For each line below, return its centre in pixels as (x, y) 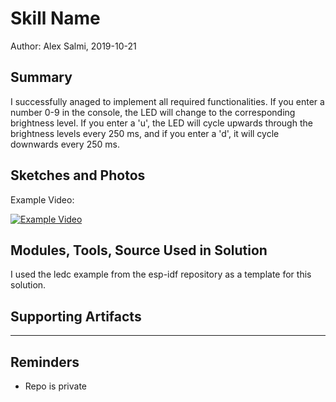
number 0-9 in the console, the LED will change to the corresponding (153, 112)
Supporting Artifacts (76, 316)
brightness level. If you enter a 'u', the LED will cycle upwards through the (161, 123)
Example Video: (42, 199)
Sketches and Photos (78, 175)
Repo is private (56, 386)
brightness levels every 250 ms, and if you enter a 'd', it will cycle (145, 133)
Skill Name (55, 18)
